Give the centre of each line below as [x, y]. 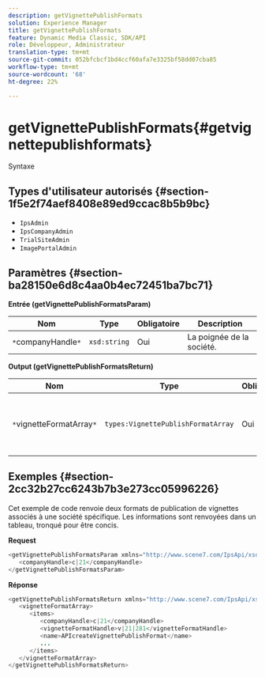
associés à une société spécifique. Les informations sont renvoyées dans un [132, 516]
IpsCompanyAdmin [46, 232]
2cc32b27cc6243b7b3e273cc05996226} [114, 489]
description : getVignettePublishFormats [76, 15]
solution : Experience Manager [58, 23]
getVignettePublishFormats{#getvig [130, 128]
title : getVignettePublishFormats [65, 30]
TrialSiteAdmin [45, 240]
